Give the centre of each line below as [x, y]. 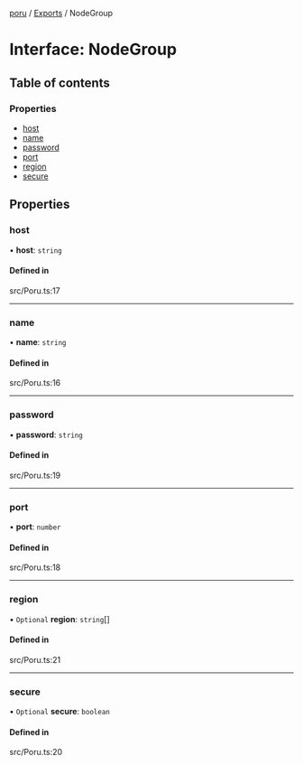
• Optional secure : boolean [60, 712]
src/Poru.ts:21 [35, 659]
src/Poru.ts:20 [36, 752]
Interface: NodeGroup [93, 50]
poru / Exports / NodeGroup [61, 13]
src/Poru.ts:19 [35, 475]
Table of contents [60, 83]
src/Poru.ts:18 [35, 567]
